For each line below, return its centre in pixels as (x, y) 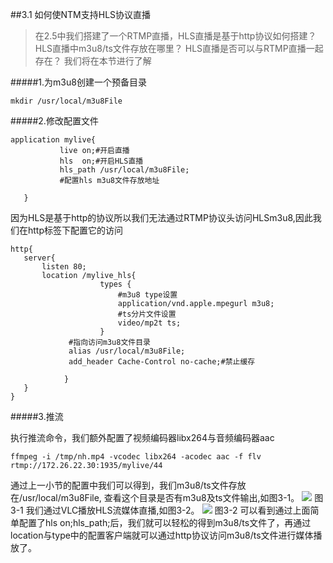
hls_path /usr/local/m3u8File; (124, 170)
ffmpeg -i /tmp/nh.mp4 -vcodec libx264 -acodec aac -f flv (136, 457)
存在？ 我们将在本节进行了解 (93, 61)
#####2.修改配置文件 (54, 121)
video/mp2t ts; (149, 323)
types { (115, 284)
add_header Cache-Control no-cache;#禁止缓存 (162, 362)
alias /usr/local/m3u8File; (127, 351)
